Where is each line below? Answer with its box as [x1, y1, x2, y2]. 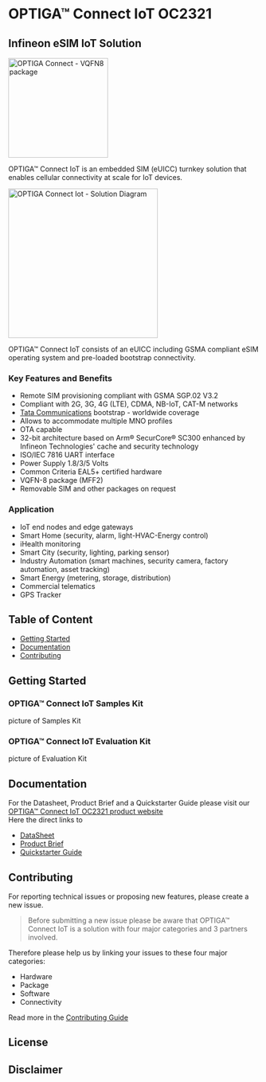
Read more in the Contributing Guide [8, 1013, 129, 1022]
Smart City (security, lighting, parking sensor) [19, 547, 170, 557]
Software [19, 989, 50, 998]
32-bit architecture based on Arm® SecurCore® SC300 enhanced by [19, 433, 245, 443]
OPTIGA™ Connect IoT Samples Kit [8, 698, 143, 709]
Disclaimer [8, 1063, 63, 1076]
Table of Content [8, 613, 93, 626]
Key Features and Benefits [8, 372, 113, 383]
